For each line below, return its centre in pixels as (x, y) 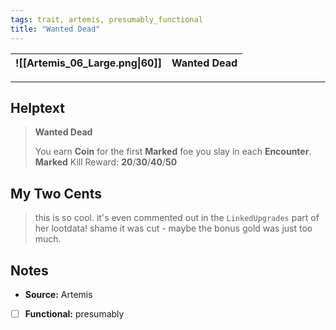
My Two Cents (56, 193)
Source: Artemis (58, 294)
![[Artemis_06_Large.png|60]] (88, 63)
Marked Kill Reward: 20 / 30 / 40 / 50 (106, 162)
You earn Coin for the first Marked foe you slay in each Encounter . (173, 152)
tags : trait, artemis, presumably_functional (106, 19)
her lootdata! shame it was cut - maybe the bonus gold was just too (173, 228)
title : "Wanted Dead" (55, 29)
